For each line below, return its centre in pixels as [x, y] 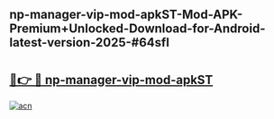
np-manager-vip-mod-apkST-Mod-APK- [126, 15]
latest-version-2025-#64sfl [89, 42]
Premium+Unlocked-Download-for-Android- [137, 29]
